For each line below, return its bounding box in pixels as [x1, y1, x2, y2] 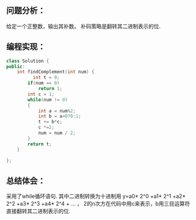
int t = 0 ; [32, 75, 60, 80]
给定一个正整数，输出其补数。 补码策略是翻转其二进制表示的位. [6, 23, 161, 30]
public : [6, 63, 26, 70]
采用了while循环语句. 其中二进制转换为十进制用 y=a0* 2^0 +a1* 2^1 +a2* [6, 193, 186, 200]
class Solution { [6, 58, 49, 64]
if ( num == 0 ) [27, 80, 60, 86]
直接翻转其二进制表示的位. [6, 207, 71, 215]
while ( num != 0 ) [27, 97, 68, 103]
